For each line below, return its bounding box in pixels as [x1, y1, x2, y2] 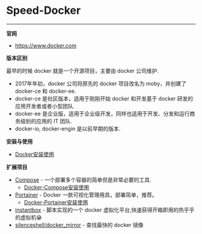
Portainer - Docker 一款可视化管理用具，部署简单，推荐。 [14, 191, 158, 199]
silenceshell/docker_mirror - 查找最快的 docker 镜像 [14, 221, 144, 229]
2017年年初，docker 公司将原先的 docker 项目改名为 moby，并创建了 [14, 79, 186, 87]
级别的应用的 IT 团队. [20, 117, 72, 125]
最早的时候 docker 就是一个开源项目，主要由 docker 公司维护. [6, 67, 159, 74]
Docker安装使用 [14, 150, 55, 158]
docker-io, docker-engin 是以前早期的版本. [14, 125, 121, 132]
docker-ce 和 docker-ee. [14, 87, 76, 94]
